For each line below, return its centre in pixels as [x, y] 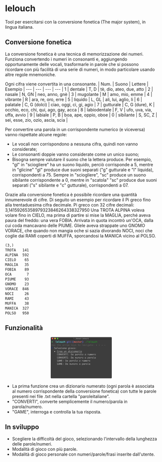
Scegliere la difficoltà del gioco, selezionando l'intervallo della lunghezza [84, 439]
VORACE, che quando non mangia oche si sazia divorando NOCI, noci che [79, 230]
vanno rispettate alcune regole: [36, 134]
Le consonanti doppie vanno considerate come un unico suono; [75, 154]
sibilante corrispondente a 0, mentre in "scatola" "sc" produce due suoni [84, 180]
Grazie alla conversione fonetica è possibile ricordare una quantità [71, 194]
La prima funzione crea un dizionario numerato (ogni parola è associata [83, 386]
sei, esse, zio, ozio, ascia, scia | [36, 120]
